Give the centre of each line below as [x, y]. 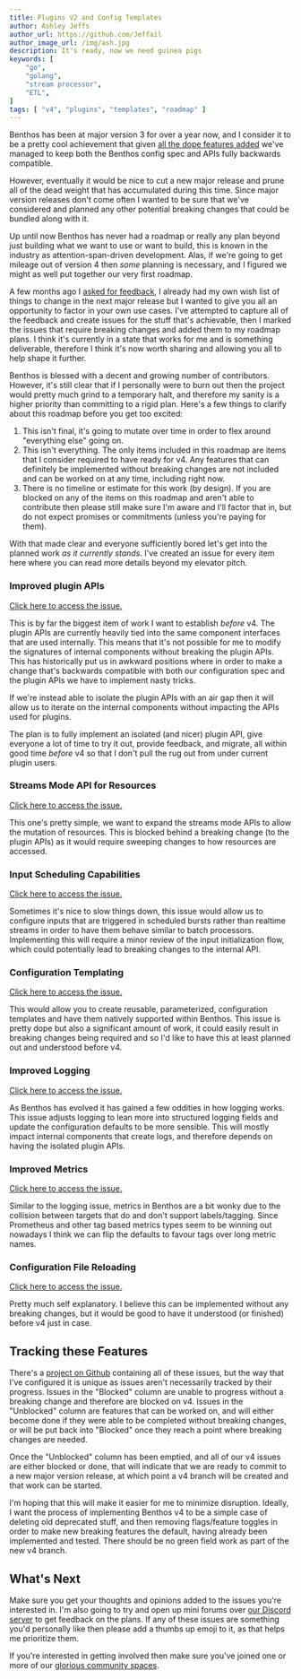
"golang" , [44, 76]
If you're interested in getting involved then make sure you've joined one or [148, 1656]
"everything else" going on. [73, 441]
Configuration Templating [66, 973]
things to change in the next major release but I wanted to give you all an [143, 301]
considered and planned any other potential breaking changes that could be [149, 209]
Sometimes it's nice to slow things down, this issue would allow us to [137, 912]
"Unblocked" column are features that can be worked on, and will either [142, 1411]
